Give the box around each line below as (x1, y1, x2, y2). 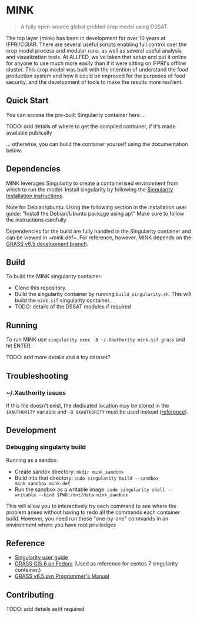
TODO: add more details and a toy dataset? (6, 354, 111, 361)
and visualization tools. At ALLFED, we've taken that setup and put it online (6, 53, 187, 60)
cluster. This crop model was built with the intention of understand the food (6, 66, 189, 73)
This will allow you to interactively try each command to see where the (6, 502, 177, 509)
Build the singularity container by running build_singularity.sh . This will (14, 291, 192, 298)
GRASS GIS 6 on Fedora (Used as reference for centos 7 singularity (14, 560, 178, 567)
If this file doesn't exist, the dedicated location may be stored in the (6, 402, 169, 409)
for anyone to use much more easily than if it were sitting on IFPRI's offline (6, 60, 186, 67)
